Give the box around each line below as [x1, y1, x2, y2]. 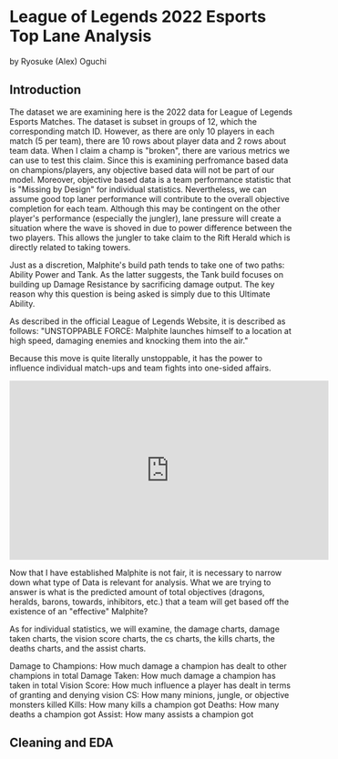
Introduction [9, 82, 82, 97]
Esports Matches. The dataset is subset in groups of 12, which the [9, 116, 258, 126]
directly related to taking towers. [9, 241, 131, 252]
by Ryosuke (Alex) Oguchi [9, 56, 108, 66]
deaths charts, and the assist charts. [9, 643, 147, 653]
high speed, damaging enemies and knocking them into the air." [9, 335, 249, 346]
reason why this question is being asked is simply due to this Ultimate [9, 288, 271, 299]
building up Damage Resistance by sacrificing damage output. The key [9, 278, 275, 289]
